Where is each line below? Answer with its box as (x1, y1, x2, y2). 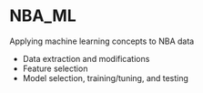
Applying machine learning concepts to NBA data (9, 36, 195, 46)
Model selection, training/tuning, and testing (22, 72, 189, 83)
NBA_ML (9, 5, 76, 26)
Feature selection (22, 63, 88, 74)
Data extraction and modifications (22, 53, 150, 64)
